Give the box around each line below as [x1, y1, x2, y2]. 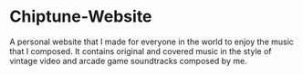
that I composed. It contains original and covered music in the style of [9, 45, 272, 56]
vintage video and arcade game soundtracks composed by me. [9, 55, 248, 66]
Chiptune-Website [9, 6, 152, 27]
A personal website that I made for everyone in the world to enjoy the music [9, 36, 295, 47]
